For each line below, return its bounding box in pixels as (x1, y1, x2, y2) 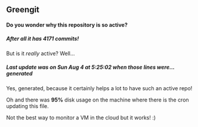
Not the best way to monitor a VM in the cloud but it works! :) (6, 114, 156, 121)
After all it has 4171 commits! (6, 35, 79, 42)
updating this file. (6, 102, 49, 109)
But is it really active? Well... (6, 50, 75, 57)
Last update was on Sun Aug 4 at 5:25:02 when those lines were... (6, 63, 175, 71)
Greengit (6, 5, 40, 15)
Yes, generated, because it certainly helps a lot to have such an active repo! (6, 84, 193, 91)
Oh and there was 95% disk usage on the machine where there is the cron (6, 96, 189, 103)
